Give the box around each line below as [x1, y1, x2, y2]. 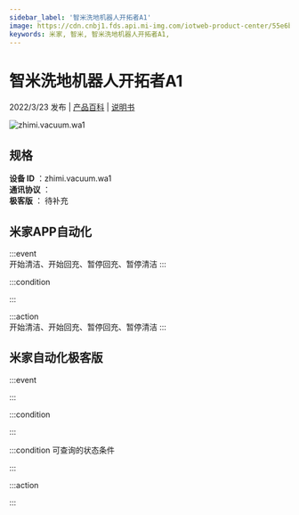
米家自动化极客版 [9, 350, 103, 365]
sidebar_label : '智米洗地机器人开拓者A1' [9, 12, 151, 22]
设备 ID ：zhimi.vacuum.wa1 [9, 173, 112, 184]
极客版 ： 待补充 [9, 195, 69, 206]
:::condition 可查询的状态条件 [9, 445, 116, 455]
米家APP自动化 [9, 224, 92, 239]
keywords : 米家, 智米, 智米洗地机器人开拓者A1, [9, 29, 171, 38]
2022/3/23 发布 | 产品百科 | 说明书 [9, 102, 135, 112]
